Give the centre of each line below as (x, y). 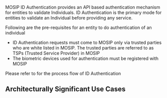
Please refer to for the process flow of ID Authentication (63, 73)
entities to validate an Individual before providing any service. (69, 18)
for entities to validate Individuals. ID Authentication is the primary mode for (83, 12)
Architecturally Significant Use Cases (65, 89)
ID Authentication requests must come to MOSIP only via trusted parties (87, 42)
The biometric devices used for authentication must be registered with (85, 58)
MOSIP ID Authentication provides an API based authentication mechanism (83, 7)
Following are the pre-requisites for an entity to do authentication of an (78, 27)
